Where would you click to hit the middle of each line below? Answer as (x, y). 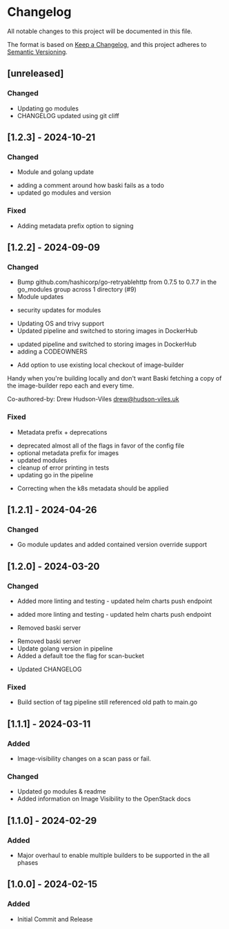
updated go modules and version (64, 193)
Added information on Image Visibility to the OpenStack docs (104, 799)
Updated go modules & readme (61, 792)
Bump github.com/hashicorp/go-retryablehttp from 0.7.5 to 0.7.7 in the (117, 282)
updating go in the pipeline (55, 475)
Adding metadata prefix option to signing (75, 226)
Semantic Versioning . (37, 52)
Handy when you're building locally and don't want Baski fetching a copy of (114, 379)
